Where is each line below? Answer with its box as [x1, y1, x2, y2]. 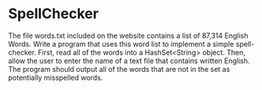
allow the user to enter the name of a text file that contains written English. [8, 56, 250, 66]
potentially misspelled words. [8, 73, 103, 82]
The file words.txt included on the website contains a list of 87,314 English [8, 31, 249, 40]
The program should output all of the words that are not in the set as [8, 64, 230, 73]
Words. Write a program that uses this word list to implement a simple [8, 39, 234, 48]
